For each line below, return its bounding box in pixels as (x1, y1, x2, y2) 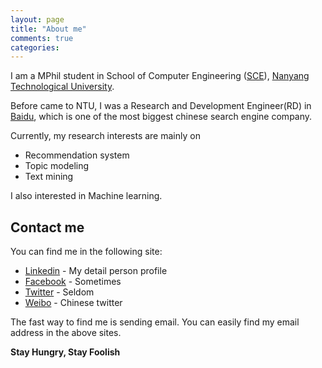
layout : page (10, 14, 65, 25)
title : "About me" (10, 24, 87, 34)
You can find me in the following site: (10, 246, 163, 258)
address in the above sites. (10, 327, 122, 339)
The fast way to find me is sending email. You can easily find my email (10, 316, 300, 328)
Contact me (10, 219, 85, 236)
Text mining (24, 171, 74, 183)
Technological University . (10, 81, 115, 93)
